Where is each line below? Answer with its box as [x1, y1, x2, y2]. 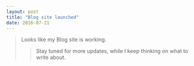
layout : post [6, 8, 39, 15]
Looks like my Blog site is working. [20, 36, 107, 43]
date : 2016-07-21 [6, 20, 50, 26]
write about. [35, 54, 66, 61]
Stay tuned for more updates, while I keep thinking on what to [35, 48, 189, 55]
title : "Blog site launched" [6, 14, 79, 20]
